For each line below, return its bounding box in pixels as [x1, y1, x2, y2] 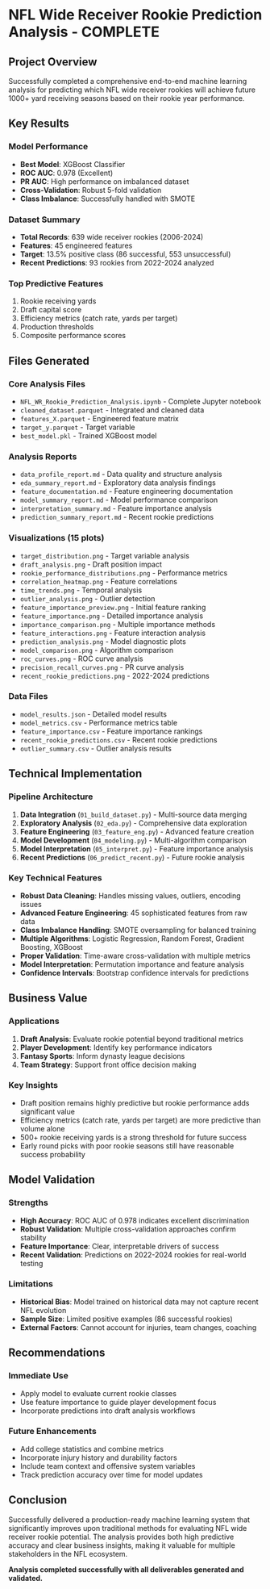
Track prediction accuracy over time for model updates [19, 1470, 203, 1479]
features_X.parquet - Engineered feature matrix [19, 413, 180, 423]
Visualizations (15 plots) [8, 533, 105, 544]
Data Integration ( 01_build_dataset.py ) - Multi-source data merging [19, 809, 247, 819]
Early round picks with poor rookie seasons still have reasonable [19, 1140, 235, 1151]
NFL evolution [19, 1305, 67, 1315]
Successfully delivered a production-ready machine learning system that [8, 1515, 251, 1524]
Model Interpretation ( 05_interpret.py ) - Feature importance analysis [19, 843, 254, 853]
